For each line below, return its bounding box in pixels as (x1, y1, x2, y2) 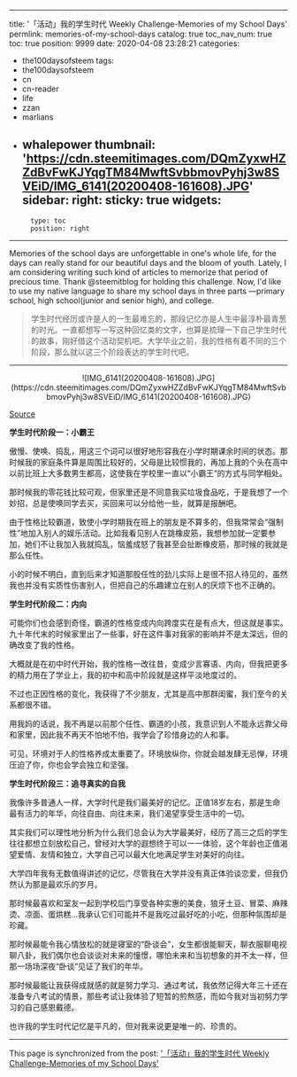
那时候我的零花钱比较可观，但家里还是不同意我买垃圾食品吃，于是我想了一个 (9, 487, 288, 497)
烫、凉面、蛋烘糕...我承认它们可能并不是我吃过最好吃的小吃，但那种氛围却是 (9, 909, 287, 919)
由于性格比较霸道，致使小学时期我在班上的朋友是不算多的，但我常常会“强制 (9, 516, 285, 527)
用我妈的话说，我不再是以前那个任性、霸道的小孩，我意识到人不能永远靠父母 (9, 718, 288, 729)
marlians (21, 112, 54, 122)
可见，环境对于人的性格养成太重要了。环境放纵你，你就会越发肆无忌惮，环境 (9, 748, 288, 759)
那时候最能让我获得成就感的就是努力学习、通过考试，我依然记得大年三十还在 (9, 979, 288, 990)
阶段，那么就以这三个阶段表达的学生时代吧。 (30, 347, 194, 357)
